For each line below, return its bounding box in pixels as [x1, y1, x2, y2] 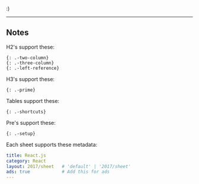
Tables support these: [6, 97, 60, 104]
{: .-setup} [6, 130, 36, 137]
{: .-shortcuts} [6, 109, 46, 115]
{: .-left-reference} [6, 65, 60, 71]
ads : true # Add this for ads [6, 169, 110, 175]
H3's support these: [6, 75, 55, 82]
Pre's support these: [6, 119, 56, 126]
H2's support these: [6, 43, 55, 50]
